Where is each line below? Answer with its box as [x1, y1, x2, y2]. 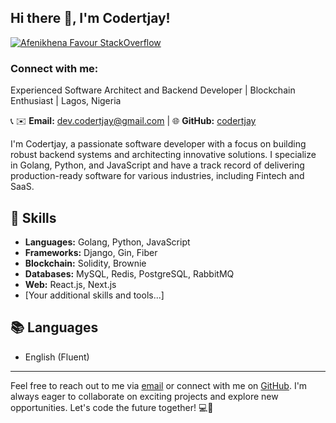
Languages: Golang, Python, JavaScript [24, 236, 191, 248]
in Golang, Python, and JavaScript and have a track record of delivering [10, 159, 305, 171]
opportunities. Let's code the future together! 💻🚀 [10, 401, 214, 413]
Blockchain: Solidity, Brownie [24, 257, 147, 269]
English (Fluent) [24, 351, 90, 363]
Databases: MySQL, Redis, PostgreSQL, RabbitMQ [24, 267, 235, 280]
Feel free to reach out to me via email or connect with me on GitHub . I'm [10, 379, 308, 391]
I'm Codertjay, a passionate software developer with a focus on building [10, 138, 307, 150]
